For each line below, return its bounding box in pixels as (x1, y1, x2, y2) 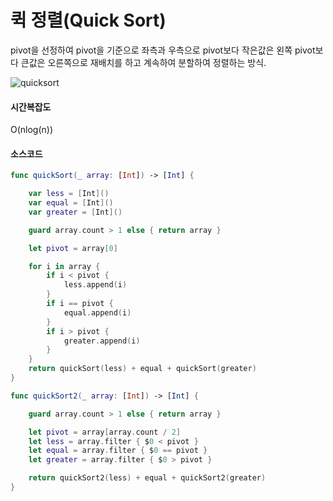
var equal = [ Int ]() (28, 198, 114, 208)
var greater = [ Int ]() (28, 207, 123, 217)
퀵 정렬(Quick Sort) (10, 9, 167, 32)
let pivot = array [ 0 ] (28, 243, 118, 253)
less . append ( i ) (63, 280, 128, 290)
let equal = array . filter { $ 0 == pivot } (28, 446, 208, 456)
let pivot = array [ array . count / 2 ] (28, 427, 182, 437)
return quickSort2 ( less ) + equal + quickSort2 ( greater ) (28, 473, 267, 483)
